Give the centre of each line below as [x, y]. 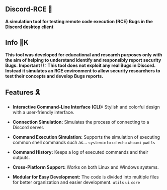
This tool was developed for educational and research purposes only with [84, 55]
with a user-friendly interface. [43, 112]
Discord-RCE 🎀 [29, 9]
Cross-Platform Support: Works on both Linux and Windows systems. [86, 167]
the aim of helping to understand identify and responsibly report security [83, 60]
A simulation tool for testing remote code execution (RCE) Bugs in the [79, 21]
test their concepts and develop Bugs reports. [54, 76]
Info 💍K [17, 42]
